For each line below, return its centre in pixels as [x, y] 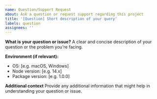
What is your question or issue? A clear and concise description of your [78, 42]
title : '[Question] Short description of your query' [61, 19]
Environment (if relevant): [32, 56]
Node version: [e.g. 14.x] [37, 71]
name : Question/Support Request [38, 10]
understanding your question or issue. [44, 91]
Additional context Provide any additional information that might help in [78, 86]
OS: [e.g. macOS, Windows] [40, 66]
